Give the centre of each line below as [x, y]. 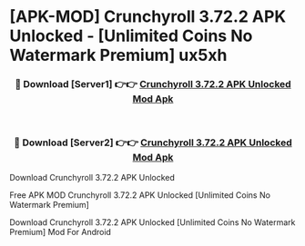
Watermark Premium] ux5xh [118, 55]
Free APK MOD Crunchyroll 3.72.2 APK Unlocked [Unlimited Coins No [140, 195]
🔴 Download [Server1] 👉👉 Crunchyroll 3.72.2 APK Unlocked [153, 84]
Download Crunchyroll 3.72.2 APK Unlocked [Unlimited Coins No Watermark [152, 222]
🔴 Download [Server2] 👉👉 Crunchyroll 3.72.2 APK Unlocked [153, 143]
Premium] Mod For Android [61, 231]
